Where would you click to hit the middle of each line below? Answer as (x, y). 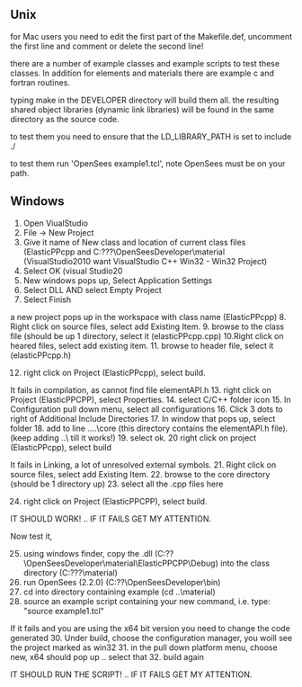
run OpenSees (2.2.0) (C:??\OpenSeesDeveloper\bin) (122, 582)
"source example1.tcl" (63, 611)
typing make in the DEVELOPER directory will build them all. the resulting (145, 100)
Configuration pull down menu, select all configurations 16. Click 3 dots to (147, 409)
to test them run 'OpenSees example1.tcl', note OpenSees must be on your (148, 163)
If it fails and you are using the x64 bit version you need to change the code (150, 628)
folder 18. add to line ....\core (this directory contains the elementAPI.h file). (149, 428)
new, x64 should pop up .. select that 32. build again (107, 656)
